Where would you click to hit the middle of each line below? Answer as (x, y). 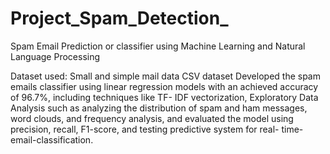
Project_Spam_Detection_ (119, 18)
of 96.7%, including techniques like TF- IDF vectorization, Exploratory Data (164, 97)
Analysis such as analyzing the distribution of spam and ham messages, (159, 108)
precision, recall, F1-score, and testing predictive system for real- (145, 129)
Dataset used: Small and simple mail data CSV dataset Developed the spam (165, 76)
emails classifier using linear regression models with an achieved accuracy (164, 86)
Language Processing (55, 56)
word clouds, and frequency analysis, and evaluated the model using (152, 118)
